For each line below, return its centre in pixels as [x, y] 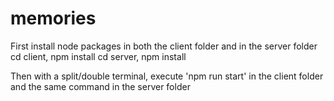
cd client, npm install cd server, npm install [98, 56]
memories [53, 18]
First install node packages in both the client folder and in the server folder [164, 46]
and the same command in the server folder [100, 86]
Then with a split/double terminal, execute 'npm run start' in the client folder [167, 76]
